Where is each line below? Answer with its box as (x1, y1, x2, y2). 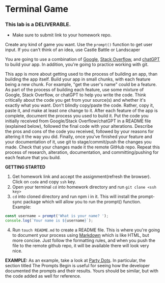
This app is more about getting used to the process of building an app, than (5, 71, 158, 77)
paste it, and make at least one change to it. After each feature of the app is (5, 108, 158, 113)
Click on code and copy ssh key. (12, 179, 76, 185)
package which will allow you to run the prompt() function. (23, 199, 141, 205)
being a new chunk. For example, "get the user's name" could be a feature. (5, 82, 157, 87)
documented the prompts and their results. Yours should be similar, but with (5, 268, 159, 274)
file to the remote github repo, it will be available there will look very (12, 243, 149, 249)
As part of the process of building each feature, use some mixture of (5, 87, 144, 93)
